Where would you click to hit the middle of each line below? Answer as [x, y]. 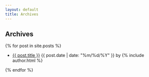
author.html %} [27, 61]
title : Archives [22, 14]
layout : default [22, 10]
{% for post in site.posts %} [33, 46]
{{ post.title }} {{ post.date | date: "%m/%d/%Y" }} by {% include [78, 55]
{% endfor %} [19, 70]
